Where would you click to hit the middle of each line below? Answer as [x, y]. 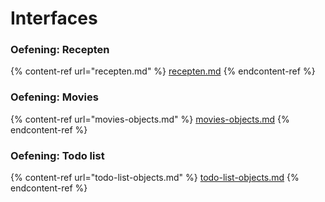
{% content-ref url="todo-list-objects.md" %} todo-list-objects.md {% [155, 178]
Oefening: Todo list [57, 155]
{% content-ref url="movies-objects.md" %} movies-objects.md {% [150, 119]
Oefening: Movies [54, 97]
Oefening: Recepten [60, 50]
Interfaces [54, 18]
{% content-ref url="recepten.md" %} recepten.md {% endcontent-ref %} [163, 71]
